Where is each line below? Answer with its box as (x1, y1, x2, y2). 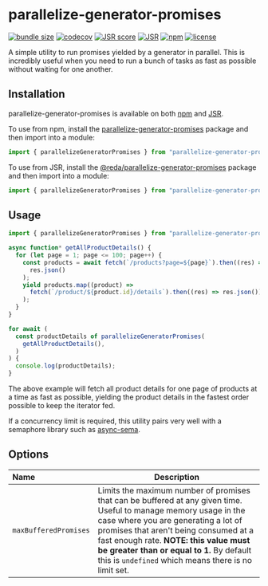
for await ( (8, 324, 48, 332)
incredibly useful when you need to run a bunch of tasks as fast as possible (8, 56, 257, 65)
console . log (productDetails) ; (15, 362, 116, 370)
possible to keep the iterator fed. (8, 401, 116, 411)
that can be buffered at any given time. (97, 494, 242, 505)
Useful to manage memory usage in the (97, 505, 246, 516)
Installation (8, 88, 65, 101)
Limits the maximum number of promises (97, 485, 251, 496)
